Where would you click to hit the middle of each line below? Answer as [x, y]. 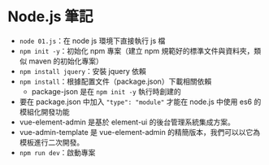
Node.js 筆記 [51, 17]
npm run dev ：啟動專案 [57, 152]
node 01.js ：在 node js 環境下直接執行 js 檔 [92, 41]
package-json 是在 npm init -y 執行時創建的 [106, 91]
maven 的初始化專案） [66, 61]
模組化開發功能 [44, 111]
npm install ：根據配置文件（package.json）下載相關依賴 [115, 81]
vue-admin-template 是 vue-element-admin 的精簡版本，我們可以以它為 [140, 132]
